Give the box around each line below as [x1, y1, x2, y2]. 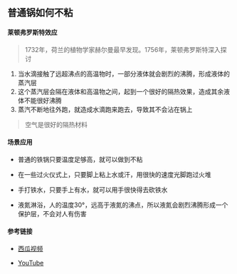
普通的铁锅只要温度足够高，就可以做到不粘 [17, 155, 143, 163]
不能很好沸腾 [23, 96, 62, 105]
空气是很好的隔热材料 [24, 120, 88, 128]
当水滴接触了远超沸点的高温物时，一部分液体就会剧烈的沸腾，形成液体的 [17, 69, 230, 78]
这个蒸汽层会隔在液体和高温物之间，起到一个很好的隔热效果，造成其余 [17, 87, 224, 96]
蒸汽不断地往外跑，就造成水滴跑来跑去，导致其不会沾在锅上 [17, 105, 193, 113]
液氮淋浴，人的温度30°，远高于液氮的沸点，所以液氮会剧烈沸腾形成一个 [17, 201, 228, 209]
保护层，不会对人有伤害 [17, 209, 87, 218]
